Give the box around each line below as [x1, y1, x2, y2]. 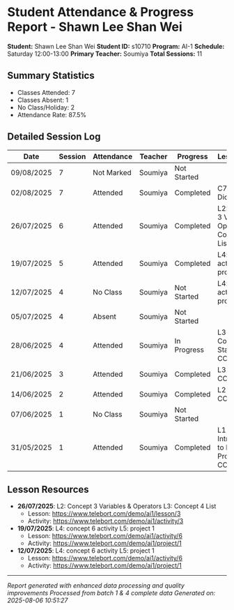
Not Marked [93, 168, 132, 177]
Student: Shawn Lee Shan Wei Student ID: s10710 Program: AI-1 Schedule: [7, 42, 225, 50]
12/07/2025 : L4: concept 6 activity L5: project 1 [17, 546, 155, 555]
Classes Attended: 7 [17, 88, 75, 96]
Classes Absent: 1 [17, 96, 68, 104]
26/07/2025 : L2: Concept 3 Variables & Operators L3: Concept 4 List [17, 502, 217, 510]
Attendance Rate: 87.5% [17, 110, 87, 119]
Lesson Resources [7, 483, 89, 496]
